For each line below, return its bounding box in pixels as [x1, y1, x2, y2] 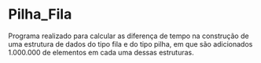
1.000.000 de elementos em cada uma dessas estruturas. [8, 47, 194, 57]
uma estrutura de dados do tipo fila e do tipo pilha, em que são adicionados [8, 39, 253, 48]
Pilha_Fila [8, 5, 72, 23]
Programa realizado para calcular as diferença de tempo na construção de [8, 31, 249, 40]
